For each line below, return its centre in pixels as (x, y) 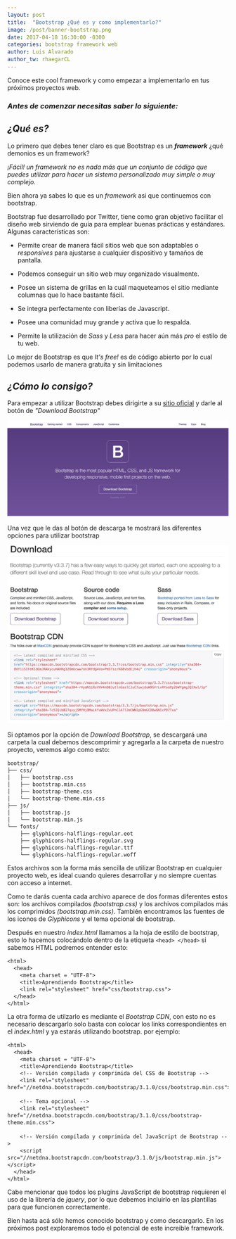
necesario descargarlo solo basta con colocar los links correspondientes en (117, 1024)
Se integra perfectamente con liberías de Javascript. (93, 308)
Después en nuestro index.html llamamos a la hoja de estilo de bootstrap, (113, 932)
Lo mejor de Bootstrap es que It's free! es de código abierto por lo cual (110, 357)
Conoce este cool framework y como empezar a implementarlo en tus (108, 80)
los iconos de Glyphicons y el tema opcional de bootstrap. (91, 919)
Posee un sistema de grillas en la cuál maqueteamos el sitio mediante (118, 287)
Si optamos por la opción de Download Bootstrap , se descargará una (107, 735)
